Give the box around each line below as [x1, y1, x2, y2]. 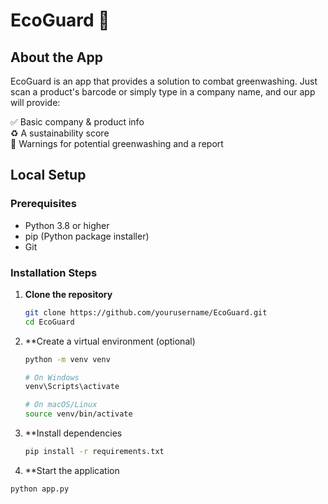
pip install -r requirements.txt [24, 447, 165, 457]
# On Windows [24, 372, 80, 383]
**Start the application [24, 464, 120, 476]
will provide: [10, 97, 61, 108]
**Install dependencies [24, 427, 123, 439]
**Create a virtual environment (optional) [24, 335, 196, 347]
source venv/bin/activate [24, 409, 133, 419]
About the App [10, 49, 103, 66]
